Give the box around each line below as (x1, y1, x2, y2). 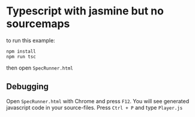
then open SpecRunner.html (6, 64, 73, 71)
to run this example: (6, 37, 55, 44)
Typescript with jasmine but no (6, 4, 164, 18)
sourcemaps (6, 17, 70, 31)
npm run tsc (6, 53, 36, 59)
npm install (6, 48, 36, 55)
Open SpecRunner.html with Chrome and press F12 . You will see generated (6, 97, 190, 104)
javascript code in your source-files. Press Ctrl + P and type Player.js (6, 104, 183, 111)
